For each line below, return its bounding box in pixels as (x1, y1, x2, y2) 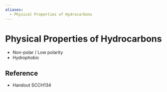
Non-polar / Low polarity (12, 49, 63, 55)
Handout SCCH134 (12, 82, 51, 88)
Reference (5, 69, 38, 77)
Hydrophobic (12, 55, 40, 61)
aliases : (5, 7, 23, 12)
